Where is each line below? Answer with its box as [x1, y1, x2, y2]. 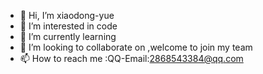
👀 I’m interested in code [19, 20, 118, 32]
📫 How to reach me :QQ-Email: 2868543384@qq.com [19, 53, 244, 64]
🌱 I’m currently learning [19, 31, 117, 42]
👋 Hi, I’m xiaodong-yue [19, 10, 115, 21]
